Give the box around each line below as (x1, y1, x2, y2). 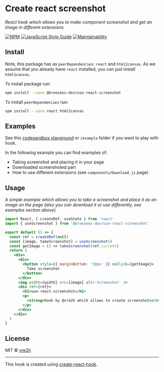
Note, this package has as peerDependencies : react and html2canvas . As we (5, 61, 156, 66)
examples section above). (5, 207, 57, 213)
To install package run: (5, 81, 51, 87)
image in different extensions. (5, 24, 65, 30)
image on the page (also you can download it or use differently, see (5, 202, 142, 208)
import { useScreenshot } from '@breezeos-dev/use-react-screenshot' (5, 221, 150, 226)
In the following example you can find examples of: (5, 150, 107, 155)
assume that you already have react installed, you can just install (5, 66, 136, 72)
